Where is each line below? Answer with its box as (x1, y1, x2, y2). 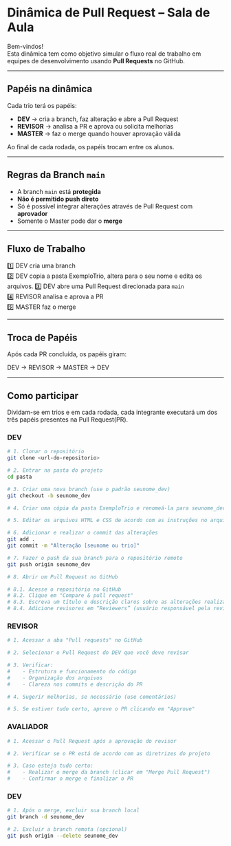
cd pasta (7, 473, 32, 480)
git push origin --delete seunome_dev (7, 832, 118, 839)
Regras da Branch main (7, 169, 105, 181)
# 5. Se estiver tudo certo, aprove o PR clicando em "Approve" (7, 706, 195, 713)
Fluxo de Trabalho (7, 243, 86, 254)
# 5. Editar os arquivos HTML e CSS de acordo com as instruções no (7, 517, 208, 524)
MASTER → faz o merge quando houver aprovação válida (16, 129, 181, 138)
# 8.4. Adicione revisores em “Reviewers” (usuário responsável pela (7, 605, 211, 612)
